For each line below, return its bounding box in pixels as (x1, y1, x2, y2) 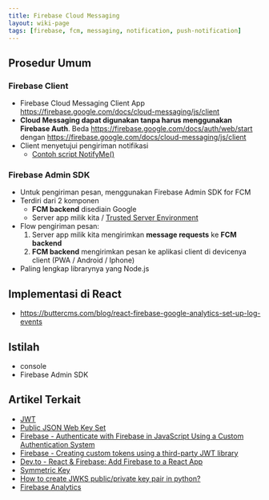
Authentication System (19, 439, 95, 449)
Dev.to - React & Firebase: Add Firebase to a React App (19, 457, 203, 466)
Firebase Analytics (19, 482, 82, 492)
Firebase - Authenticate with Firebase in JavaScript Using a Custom (19, 431, 244, 441)
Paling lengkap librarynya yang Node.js (19, 264, 150, 274)
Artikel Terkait (8, 393, 82, 406)
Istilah (8, 340, 40, 354)
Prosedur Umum (8, 56, 92, 70)
